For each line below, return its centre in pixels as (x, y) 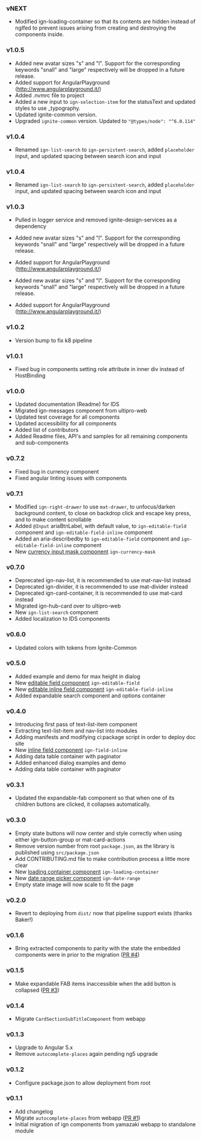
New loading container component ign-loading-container (87, 871)
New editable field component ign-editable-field (77, 682)
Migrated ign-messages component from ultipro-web (81, 411)
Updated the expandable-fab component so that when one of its (95, 798)
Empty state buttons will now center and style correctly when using (98, 833)
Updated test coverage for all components (67, 417)
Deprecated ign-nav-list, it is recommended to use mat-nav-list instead (103, 580)
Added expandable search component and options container (90, 696)
